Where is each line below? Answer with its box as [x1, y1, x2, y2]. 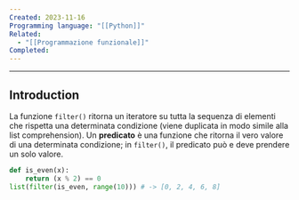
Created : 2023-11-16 [9, 12, 86, 22]
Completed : [9, 46, 50, 55]
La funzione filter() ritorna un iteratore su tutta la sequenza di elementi [9, 110, 276, 121]
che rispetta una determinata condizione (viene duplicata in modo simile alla [9, 120, 289, 131]
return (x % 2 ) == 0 [25, 174, 101, 183]
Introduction [9, 87, 80, 102]
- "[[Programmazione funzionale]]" [17, 37, 149, 47]
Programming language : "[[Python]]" [9, 21, 145, 30]
